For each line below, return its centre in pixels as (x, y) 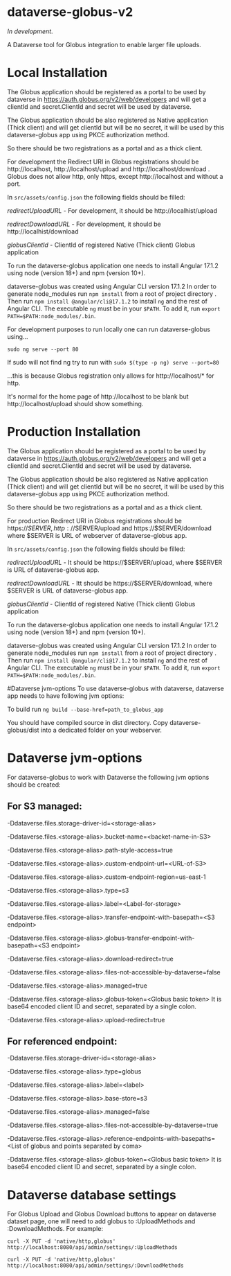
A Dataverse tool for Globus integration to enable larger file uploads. (104, 44)
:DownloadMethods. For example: (55, 1229)
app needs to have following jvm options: (66, 696)
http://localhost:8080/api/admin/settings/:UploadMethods (92, 1248)
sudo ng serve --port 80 (43, 349)
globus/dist (23, 730)
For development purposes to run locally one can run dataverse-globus (109, 329)
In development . (30, 31)
